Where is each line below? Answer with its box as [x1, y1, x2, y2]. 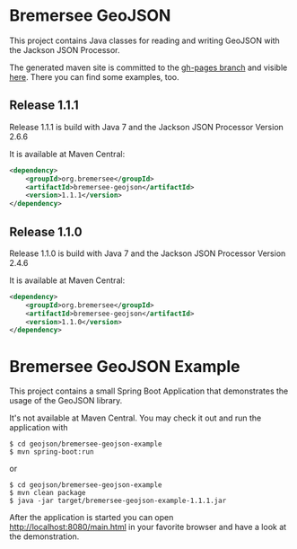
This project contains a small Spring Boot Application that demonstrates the [9, 385, 289, 396]
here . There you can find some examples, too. [9, 71, 179, 82]
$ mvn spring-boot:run [9, 447, 94, 456]
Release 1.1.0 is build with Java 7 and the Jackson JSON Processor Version [9, 248, 286, 259]
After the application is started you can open [9, 512, 174, 523]
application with [9, 422, 69, 433]
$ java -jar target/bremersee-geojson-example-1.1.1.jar [9, 496, 227, 506]
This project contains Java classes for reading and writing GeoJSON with [9, 35, 280, 46]
